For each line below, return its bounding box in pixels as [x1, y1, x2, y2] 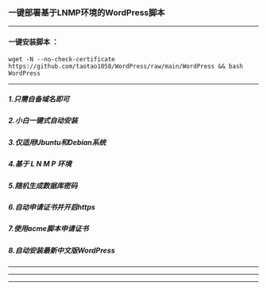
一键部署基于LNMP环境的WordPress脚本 [8, 6, 165, 18]
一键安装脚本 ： [8, 37, 60, 46]
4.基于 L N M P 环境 [8, 159, 72, 169]
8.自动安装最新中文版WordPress [8, 245, 115, 255]
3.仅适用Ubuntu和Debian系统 [8, 137, 106, 147]
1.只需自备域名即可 [8, 94, 70, 104]
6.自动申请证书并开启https [8, 202, 95, 212]
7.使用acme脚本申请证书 [8, 224, 89, 233]
